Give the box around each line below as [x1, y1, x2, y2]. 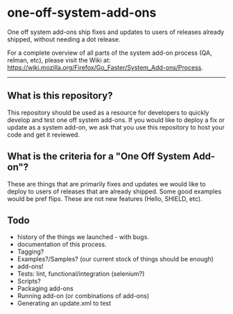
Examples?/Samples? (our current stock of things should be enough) [17, 255, 214, 263]
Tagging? [17, 247, 44, 256]
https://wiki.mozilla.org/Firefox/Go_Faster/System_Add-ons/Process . [7, 63, 203, 71]
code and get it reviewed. [7, 130, 80, 139]
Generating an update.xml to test [17, 299, 112, 308]
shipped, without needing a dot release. [7, 35, 121, 43]
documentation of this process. [17, 241, 107, 249]
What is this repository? [7, 90, 113, 102]
